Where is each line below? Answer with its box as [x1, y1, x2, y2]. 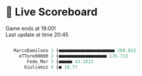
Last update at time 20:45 [5, 31, 69, 38]
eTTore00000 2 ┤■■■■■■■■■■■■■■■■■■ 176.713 [18, 53, 128, 59]
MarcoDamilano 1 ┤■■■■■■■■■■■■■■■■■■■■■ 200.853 [13, 47, 136, 54]
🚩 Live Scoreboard [5, 5, 98, 19]
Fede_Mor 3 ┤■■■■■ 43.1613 [27, 58, 94, 64]
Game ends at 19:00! [5, 25, 56, 32]
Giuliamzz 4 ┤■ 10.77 [24, 64, 78, 70]
